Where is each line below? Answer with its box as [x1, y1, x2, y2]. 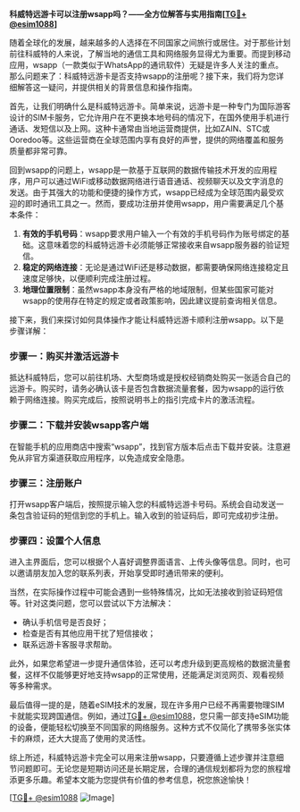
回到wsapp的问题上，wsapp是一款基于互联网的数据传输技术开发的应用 [9, 165, 270, 175]
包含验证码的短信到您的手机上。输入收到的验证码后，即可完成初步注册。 [16, 510, 283, 520]
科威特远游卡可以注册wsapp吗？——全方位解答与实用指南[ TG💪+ [9, 9, 247, 19]
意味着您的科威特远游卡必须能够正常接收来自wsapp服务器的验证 [46, 240, 282, 250]
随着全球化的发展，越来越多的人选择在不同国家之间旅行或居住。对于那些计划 [9, 38, 291, 47]
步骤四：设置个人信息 [9, 534, 101, 546]
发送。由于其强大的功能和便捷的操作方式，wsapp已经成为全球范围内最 [9, 187, 269, 198]
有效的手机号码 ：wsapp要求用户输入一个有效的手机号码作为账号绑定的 [21, 228, 282, 239]
